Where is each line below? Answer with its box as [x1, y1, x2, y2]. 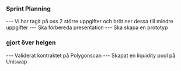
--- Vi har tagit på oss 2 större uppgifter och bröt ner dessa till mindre [6, 18, 173, 25]
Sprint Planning [6, 5, 51, 13]
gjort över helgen [6, 38, 56, 47]
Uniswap [6, 58, 27, 65]
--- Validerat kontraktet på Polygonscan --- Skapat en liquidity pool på [6, 52, 176, 59]
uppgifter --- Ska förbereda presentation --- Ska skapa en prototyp [6, 24, 168, 31]
